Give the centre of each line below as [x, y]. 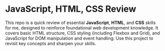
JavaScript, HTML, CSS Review [71, 9]
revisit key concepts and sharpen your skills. [51, 43]
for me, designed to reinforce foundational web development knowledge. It [82, 27]
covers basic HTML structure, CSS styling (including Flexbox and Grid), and [82, 33]
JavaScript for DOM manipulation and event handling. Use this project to [79, 38]
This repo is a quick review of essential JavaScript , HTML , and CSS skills [81, 23]
